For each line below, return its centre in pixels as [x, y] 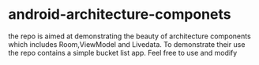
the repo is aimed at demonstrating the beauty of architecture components [129, 36]
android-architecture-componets [120, 14]
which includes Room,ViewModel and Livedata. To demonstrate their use [127, 44]
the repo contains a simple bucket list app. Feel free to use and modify [123, 52]
